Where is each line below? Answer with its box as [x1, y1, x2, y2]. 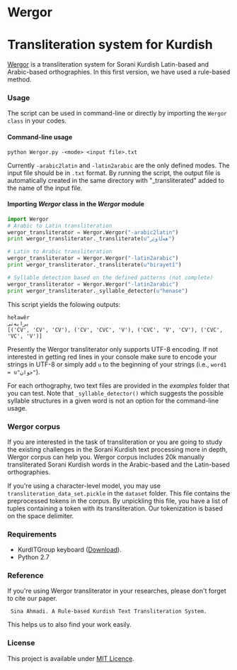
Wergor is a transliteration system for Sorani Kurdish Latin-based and [7, 60, 209, 69]
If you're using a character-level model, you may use [7, 481, 161, 490]
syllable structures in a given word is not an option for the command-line [7, 396, 219, 405]
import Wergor [7, 216, 50, 223]
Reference [7, 571, 44, 581]
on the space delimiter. [7, 511, 74, 520]
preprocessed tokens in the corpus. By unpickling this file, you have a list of [7, 496, 229, 505]
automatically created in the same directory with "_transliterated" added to [7, 176, 225, 184]
